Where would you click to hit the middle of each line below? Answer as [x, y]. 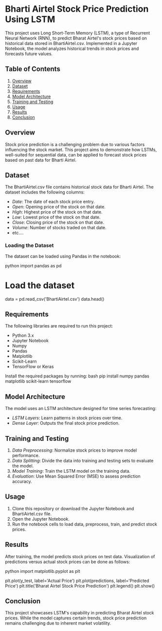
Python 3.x [23, 335]
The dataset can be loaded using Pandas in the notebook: [63, 256]
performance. [26, 456]
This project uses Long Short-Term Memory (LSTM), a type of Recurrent [77, 33]
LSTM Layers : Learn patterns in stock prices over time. [67, 418]
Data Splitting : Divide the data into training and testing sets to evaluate [83, 461]
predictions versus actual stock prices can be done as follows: [68, 562]
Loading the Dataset [29, 245]
